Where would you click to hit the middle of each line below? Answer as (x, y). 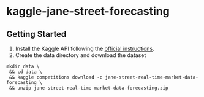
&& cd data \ (26, 72)
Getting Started (36, 34)
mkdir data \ (23, 66)
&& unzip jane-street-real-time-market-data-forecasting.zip (89, 88)
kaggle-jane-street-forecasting (88, 11)
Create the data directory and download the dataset (81, 55)
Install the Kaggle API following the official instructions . (85, 49)
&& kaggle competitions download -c (56, 77)
